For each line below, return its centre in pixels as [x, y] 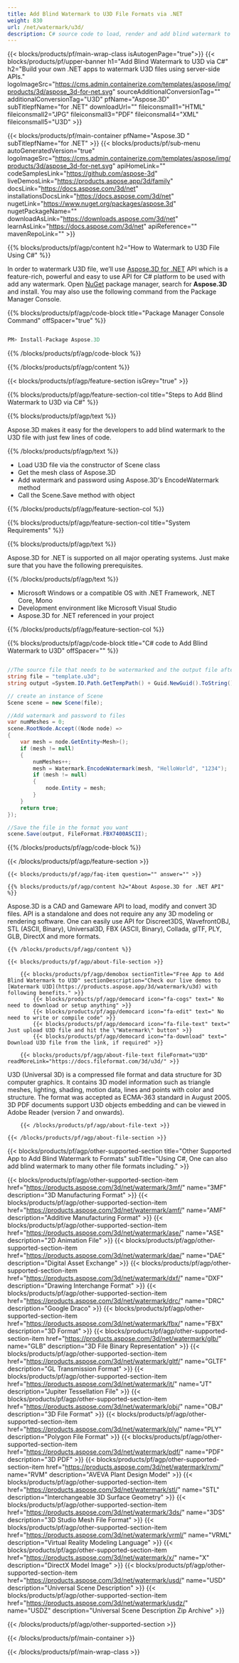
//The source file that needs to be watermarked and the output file [113, 670]
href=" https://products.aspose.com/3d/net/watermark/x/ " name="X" [108, 1558]
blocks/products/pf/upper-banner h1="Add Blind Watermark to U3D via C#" [118, 62]
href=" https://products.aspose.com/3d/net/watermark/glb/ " [134, 1339]
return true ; [39, 808]
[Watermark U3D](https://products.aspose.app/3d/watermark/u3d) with [113, 987]
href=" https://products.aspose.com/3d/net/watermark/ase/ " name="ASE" [116, 1233]
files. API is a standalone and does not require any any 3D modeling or [110, 914]
